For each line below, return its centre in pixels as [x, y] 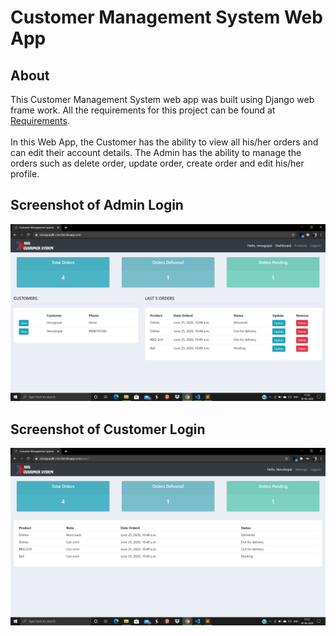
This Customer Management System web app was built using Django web [162, 99]
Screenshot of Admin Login [97, 205]
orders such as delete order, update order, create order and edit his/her [157, 163]
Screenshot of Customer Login [108, 429]
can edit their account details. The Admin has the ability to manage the [156, 152]
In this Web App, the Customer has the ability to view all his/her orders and [164, 142]
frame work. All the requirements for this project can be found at [143, 110]
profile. [25, 174]
